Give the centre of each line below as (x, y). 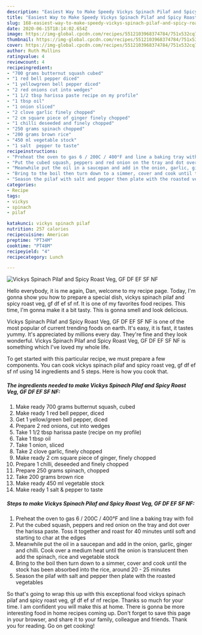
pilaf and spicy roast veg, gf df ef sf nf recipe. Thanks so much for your (95, 600)
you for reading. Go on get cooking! (51, 626)
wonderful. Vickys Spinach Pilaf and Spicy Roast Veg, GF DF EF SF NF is (97, 341)
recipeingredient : (30, 68)
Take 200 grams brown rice (49, 477)
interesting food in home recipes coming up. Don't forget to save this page (99, 613)
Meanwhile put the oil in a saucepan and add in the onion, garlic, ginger (104, 544)
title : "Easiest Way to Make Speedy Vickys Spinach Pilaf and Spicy (94, 17)
